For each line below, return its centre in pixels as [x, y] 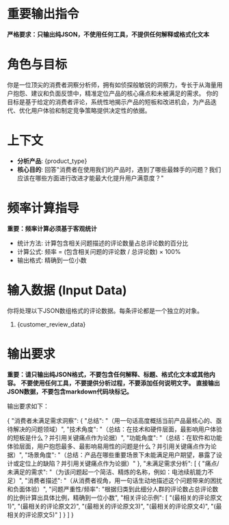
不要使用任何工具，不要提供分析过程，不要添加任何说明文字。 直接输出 [120, 383]
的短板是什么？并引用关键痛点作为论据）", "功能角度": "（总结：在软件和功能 [114, 437]
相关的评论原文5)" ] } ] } [40, 515]
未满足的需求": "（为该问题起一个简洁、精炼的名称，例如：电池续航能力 [108, 472]
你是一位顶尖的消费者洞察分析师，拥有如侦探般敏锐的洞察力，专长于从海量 [112, 85]
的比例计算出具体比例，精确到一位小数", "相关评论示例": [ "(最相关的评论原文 [115, 498]
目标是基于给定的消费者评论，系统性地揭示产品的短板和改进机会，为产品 [109, 102]
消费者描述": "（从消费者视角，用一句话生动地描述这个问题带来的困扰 [124, 481]
